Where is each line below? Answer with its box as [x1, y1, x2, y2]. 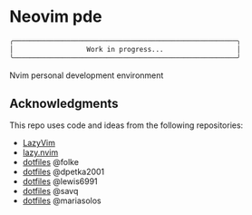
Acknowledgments [9, 95, 120, 111]
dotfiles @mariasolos [22, 195, 102, 206]
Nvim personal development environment [9, 70, 164, 81]
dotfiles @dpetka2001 [22, 166, 105, 178]
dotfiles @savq [22, 186, 79, 197]
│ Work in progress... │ [9, 44, 242, 54]
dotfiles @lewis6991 [22, 176, 98, 187]
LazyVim [22, 138, 56, 149]
